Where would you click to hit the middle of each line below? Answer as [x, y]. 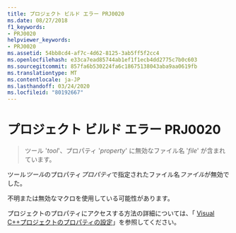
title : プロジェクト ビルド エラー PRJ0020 [66, 14]
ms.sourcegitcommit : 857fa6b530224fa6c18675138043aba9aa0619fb [102, 66]
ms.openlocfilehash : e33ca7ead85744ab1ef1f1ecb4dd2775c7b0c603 [102, 60]
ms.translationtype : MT [42, 73]
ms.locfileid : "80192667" [45, 92]
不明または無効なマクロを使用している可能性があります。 [91, 198]
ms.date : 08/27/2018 [38, 20]
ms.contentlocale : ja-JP [44, 79]
